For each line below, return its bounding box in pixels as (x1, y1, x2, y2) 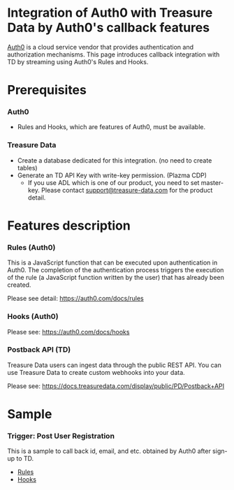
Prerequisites (7, 82, 87, 98)
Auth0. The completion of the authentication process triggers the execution (7, 266, 224, 274)
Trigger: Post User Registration (7, 431, 115, 440)
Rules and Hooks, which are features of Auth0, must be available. (17, 123, 206, 131)
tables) (17, 163, 38, 172)
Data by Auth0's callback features (7, 20, 210, 36)
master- (200, 178, 224, 186)
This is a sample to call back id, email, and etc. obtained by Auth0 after (7, 447, 211, 455)
